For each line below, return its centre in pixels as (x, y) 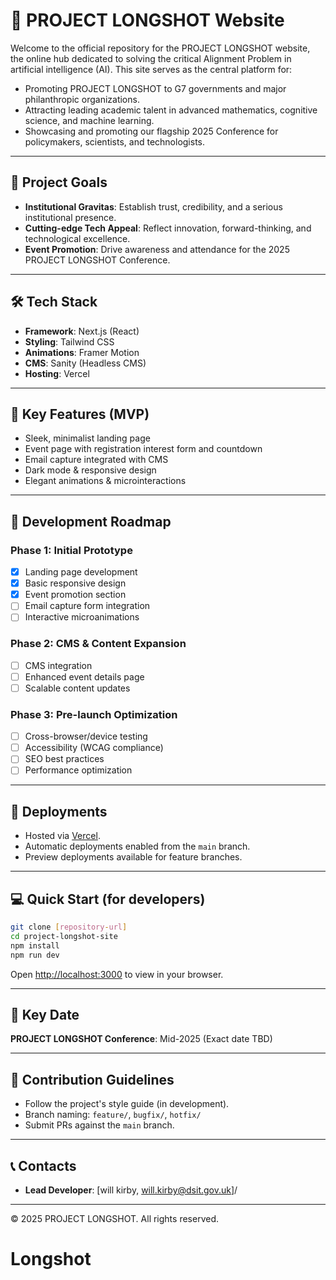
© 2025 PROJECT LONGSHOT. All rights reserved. (114, 1218)
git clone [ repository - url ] (69, 927)
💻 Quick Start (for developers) (108, 899)
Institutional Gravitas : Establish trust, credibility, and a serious (153, 206)
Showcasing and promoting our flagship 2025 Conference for (151, 131)
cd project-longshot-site (64, 936)
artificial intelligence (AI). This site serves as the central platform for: (151, 69)
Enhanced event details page (84, 676)
